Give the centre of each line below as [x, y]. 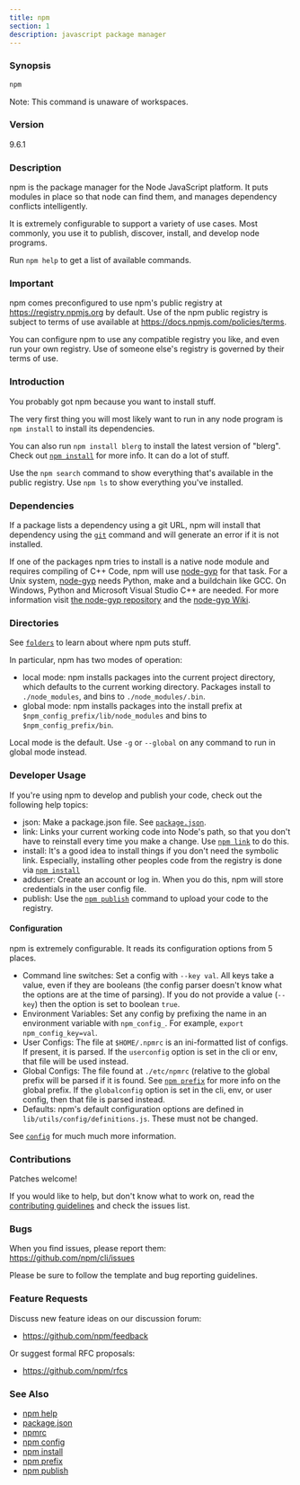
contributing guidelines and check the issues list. [100, 1206]
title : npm [30, 18]
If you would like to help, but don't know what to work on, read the [132, 1197]
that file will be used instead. [75, 1061]
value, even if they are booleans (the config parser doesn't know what [152, 985]
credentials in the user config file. [84, 888]
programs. [28, 243]
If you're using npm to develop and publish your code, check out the [136, 795]
